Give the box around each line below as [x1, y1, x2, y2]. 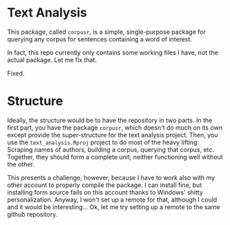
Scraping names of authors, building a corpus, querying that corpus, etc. [7, 145, 215, 153]
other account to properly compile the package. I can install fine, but [7, 181, 202, 189]
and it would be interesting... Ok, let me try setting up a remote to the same [7, 202, 220, 211]
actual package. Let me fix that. [7, 55, 97, 63]
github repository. [7, 210, 58, 218]
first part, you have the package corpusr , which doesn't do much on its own [7, 123, 223, 132]
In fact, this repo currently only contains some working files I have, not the [7, 48, 219, 57]
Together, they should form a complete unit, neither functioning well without [7, 153, 223, 161]
